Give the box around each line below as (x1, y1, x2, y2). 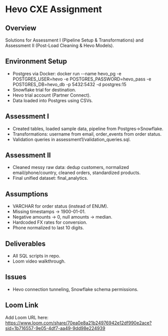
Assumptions (5, 190, 48, 198)
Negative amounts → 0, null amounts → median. (12, 214, 113, 220)
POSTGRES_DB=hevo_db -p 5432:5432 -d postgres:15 (12, 81, 127, 87)
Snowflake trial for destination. (12, 87, 77, 93)
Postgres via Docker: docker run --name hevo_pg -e (12, 70, 122, 76)
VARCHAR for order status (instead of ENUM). (12, 203, 108, 209)
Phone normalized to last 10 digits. (12, 225, 84, 231)
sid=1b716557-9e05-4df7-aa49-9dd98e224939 (5, 325, 105, 331)
